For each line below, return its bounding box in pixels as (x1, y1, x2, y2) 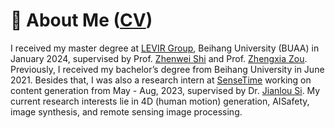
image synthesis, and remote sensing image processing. (10, 105, 243, 118)
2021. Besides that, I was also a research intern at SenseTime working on (10, 74, 312, 86)
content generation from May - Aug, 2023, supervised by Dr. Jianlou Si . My (10, 84, 321, 96)
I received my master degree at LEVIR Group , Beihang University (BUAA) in (10, 42, 320, 54)
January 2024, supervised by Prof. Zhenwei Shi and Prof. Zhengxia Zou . (10, 52, 308, 64)
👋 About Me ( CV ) (10, 9, 153, 32)
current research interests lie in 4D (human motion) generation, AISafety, (10, 95, 310, 107)
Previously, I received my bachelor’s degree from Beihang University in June (10, 63, 325, 75)
